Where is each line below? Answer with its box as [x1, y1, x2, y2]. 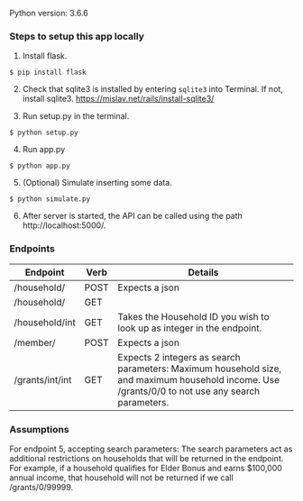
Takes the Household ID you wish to [117, 310, 270, 323]
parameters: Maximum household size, [117, 362, 282, 375]
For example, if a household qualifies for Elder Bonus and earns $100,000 [9, 462, 282, 473]
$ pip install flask [9, 68, 87, 77]
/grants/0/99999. [9, 481, 74, 492]
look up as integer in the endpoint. [117, 322, 262, 334]
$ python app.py [9, 161, 70, 170]
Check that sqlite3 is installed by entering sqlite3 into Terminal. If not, [22, 84, 284, 95]
